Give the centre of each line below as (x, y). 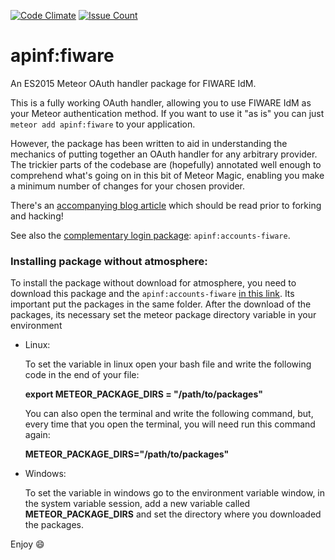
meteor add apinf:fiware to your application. (103, 124)
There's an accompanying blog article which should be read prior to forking (166, 205)
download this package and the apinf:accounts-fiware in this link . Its (152, 294)
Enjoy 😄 (27, 544)
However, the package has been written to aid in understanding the (149, 143)
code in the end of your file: (82, 375)
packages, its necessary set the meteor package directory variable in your (163, 315)
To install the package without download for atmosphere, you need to (153, 283)
